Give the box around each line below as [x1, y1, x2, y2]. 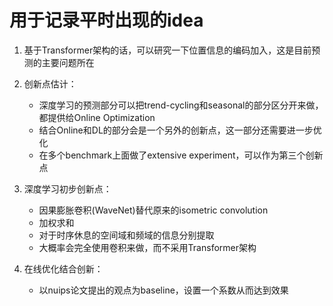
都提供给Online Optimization [38, 111, 156, 123]
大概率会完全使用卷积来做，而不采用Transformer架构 [38, 241, 257, 253]
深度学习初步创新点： [23, 182, 112, 195]
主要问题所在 [41, 56, 95, 68]
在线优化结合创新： [23, 262, 104, 275]
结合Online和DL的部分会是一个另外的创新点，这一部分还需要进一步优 [38, 124, 322, 136]
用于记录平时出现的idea [9, 9, 204, 32]
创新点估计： [23, 77, 77, 90]
